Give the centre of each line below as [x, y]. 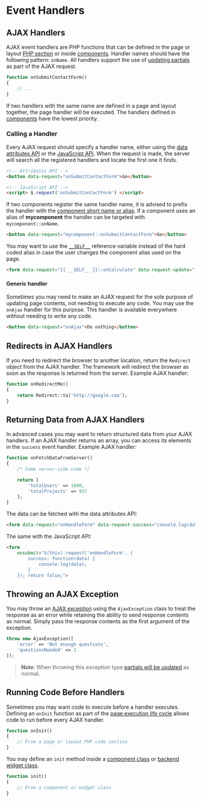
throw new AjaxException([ [40, 639]
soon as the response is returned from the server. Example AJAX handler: [97, 373]
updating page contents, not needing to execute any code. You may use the [100, 303]
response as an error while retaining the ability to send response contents [98, 615]
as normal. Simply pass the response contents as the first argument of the [98, 622]
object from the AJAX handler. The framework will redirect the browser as [98, 366]
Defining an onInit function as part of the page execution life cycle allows [98, 713]
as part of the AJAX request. [41, 66]
